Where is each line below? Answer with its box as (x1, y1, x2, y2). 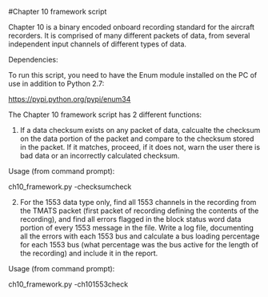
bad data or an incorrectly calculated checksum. (19, 151, 180, 160)
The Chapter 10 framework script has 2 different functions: (8, 110, 202, 119)
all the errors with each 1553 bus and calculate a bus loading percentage (19, 231, 260, 241)
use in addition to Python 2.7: (8, 79, 105, 88)
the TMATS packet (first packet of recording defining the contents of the (19, 206, 259, 215)
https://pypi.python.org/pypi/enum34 (8, 94, 131, 103)
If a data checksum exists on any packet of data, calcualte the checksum (19, 126, 261, 134)
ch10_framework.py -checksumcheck (8, 182, 132, 191)
